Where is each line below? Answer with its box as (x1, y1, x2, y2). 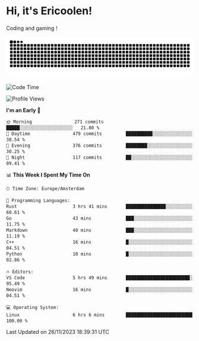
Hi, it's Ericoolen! (6, 4, 93, 18)
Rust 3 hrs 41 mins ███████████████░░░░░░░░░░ (6, 203, 193, 209)
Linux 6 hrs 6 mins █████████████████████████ (6, 312, 193, 318)
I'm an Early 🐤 (6, 106, 41, 113)
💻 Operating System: (6, 304, 59, 310)
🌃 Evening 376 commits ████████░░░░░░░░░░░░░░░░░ (6, 143, 193, 149)
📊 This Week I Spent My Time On (6, 171, 90, 178)
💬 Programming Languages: (6, 197, 70, 203)
